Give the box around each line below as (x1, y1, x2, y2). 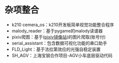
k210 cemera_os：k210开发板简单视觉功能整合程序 (11, 22, 115, 28)
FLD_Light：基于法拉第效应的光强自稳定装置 (11, 46, 101, 52)
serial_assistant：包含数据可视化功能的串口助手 (11, 40, 107, 46)
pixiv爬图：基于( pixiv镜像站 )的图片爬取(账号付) (11, 34, 106, 40)
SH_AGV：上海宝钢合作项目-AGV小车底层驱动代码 (11, 52, 113, 58)
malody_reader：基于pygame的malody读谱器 (11, 28, 103, 33)
